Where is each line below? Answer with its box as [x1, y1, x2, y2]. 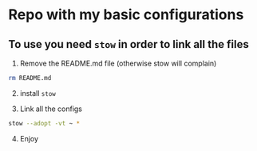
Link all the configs [19, 104, 82, 113]
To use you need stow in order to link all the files [8, 38, 249, 51]
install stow [19, 88, 56, 97]
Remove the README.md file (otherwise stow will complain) [19, 58, 217, 68]
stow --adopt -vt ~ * [8, 119, 81, 127]
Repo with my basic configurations [8, 6, 244, 24]
